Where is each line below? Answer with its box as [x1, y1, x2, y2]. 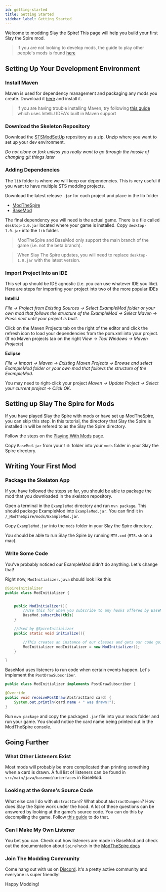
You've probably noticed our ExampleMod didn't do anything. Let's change [5, 561, 158, 567]
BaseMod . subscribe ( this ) [23, 613, 74, 618]
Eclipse [5, 350, 21, 356]
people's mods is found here [17, 50, 76, 56]
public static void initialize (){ [14, 631, 85, 636]
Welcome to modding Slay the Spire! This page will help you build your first [5, 30, 158, 36]
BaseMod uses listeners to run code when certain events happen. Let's [5, 667, 150, 673]
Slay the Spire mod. [5, 35, 45, 41]
